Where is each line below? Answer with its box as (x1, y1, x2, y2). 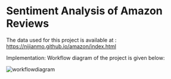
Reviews (6, 17, 49, 30)
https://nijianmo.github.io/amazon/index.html (6, 43, 116, 50)
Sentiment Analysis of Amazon (6, 4, 163, 18)
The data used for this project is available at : (6, 36, 117, 43)
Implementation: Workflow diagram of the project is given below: (6, 54, 165, 61)
